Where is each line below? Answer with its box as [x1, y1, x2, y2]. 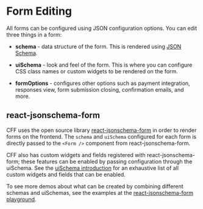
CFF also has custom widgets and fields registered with [6, 151, 146, 158]
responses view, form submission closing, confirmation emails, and [15, 86, 184, 93]
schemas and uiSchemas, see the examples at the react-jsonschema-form [6, 189, 194, 196]
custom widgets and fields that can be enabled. [6, 170, 126, 178]
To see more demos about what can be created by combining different [6, 182, 184, 190]
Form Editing [6, 4, 72, 18]
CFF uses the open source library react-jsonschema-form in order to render [6, 127, 197, 134]
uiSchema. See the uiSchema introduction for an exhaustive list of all [6, 164, 179, 172]
